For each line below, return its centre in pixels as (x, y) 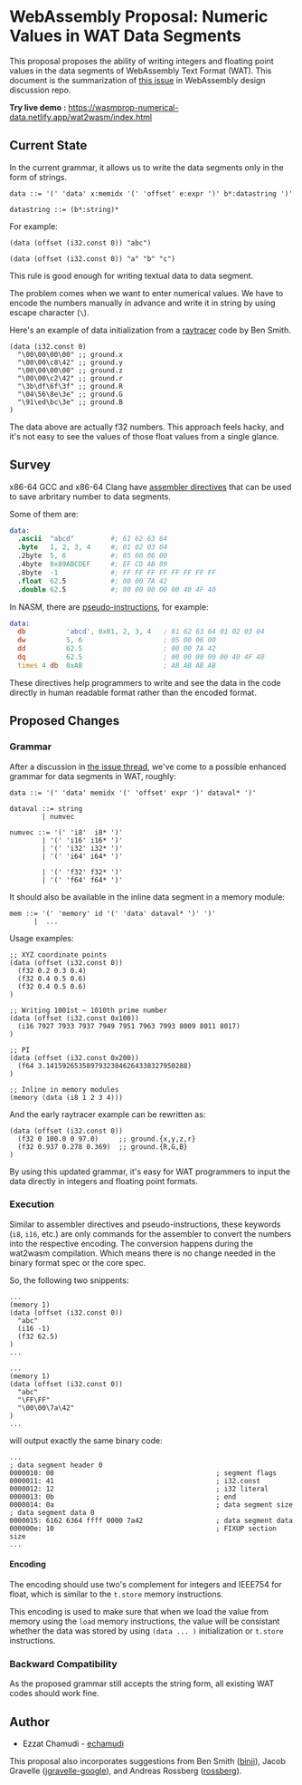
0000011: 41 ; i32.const (135, 1481)
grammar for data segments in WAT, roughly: (93, 776)
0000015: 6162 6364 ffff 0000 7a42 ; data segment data (151, 1520)
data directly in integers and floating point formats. (104, 1181)
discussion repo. (40, 90)
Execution (32, 1204)
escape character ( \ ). (49, 312)
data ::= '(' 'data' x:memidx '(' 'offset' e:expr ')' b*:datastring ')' (151, 193)
